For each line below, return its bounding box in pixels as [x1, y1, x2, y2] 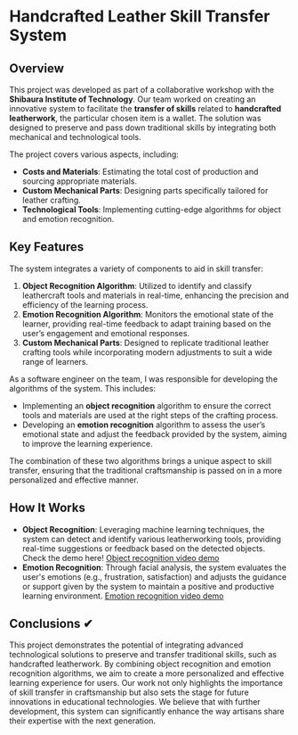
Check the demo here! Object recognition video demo [21, 552, 220, 563]
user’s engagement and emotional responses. [21, 327, 189, 338]
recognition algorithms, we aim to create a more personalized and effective [9, 668, 285, 679]
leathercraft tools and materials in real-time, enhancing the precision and [21, 290, 289, 301]
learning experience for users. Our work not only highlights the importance [9, 678, 283, 689]
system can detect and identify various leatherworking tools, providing [21, 533, 282, 544]
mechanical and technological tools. [9, 132, 141, 142]
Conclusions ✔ [9, 616, 93, 632]
